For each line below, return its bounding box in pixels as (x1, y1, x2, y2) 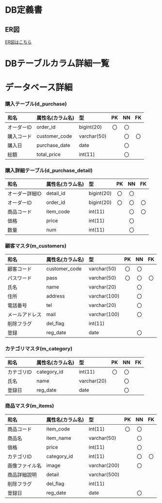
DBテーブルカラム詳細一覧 (5, 58, 110, 69)
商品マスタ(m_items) (5, 402, 54, 409)
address (46, 293, 65, 300)
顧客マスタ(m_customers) (5, 242, 67, 249)
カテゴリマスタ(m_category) (5, 345, 73, 352)
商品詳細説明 (7, 471, 37, 478)
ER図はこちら (5, 39, 32, 45)
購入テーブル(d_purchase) (5, 101, 67, 108)
